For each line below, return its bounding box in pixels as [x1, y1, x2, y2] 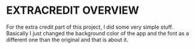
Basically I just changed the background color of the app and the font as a [6, 29, 189, 36]
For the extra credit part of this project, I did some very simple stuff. [6, 23, 173, 30]
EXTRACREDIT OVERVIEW [6, 4, 139, 17]
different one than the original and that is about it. [6, 36, 129, 43]
